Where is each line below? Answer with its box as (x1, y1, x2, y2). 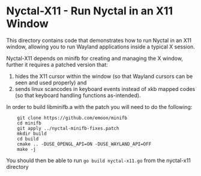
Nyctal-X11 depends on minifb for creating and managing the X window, (6, 54, 183, 62)
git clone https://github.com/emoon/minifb (17, 115, 128, 121)
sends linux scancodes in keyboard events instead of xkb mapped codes (14, 85, 196, 92)
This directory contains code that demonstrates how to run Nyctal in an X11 (6, 37, 192, 44)
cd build (17, 136, 39, 142)
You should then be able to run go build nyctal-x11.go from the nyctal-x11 (6, 157, 191, 164)
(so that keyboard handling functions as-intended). (14, 92, 141, 99)
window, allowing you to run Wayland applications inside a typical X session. (6, 43, 195, 50)
